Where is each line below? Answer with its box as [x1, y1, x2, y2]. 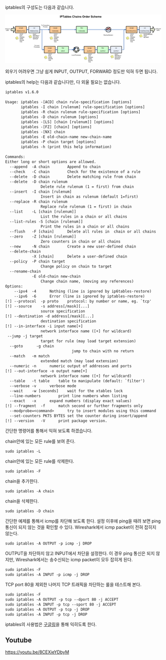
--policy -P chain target [9, 259, 65, 264]
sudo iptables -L [5, 449, 41, 454]
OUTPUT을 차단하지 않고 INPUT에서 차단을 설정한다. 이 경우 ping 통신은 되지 [5, 550, 155, 556]
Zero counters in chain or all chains [40, 239, 121, 244]
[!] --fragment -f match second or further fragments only [5, 403, 143, 408]
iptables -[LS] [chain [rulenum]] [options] [20, 119, 114, 125]
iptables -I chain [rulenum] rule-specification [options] [20, 104, 145, 110]
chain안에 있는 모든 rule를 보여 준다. [5, 438, 76, 444]
